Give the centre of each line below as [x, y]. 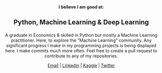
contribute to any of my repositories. [81, 56]
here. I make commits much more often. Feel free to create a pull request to [81, 50]
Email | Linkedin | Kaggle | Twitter [81, 65]
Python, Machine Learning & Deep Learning [81, 22]
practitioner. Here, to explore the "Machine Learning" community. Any [81, 40]
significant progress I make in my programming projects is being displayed [81, 45]
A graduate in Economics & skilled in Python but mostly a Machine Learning [81, 35]
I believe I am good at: [81, 7]
